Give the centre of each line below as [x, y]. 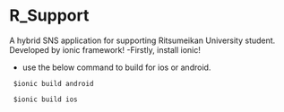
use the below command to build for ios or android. [116, 67]
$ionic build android [53, 83]
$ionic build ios [45, 99]
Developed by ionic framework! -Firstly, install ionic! [105, 49]
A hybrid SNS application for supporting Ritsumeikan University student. [142, 40]
